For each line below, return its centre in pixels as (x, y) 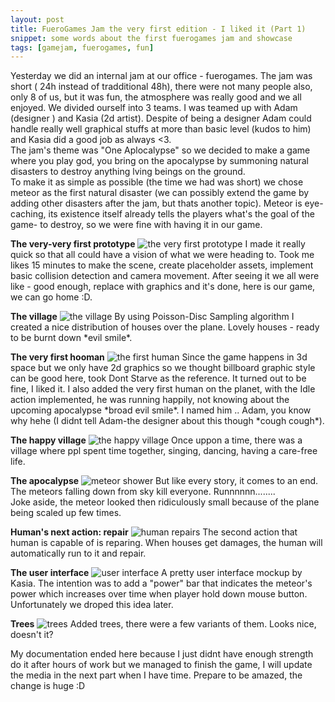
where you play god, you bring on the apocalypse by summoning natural (159, 161)
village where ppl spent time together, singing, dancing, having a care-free (164, 451)
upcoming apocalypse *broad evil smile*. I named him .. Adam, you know (161, 410)
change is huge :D (48, 686)
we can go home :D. (51, 297)
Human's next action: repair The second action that (154, 532)
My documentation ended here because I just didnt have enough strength (162, 654)
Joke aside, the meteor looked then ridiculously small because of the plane (165, 502)
